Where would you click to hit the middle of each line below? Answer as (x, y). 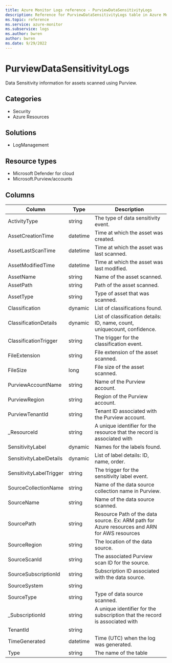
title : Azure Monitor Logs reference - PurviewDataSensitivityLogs (79, 10)
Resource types (31, 161)
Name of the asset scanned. (128, 277)
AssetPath (20, 285)
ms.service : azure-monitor (34, 24)
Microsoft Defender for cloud (43, 173)
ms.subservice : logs (27, 29)
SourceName (24, 502)
